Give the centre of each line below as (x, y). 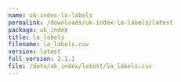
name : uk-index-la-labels (50, 15)
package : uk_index (38, 30)
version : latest (34, 52)
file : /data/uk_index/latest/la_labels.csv (80, 66)
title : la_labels (36, 37)
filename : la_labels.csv (49, 45)
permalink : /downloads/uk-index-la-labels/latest (91, 23)
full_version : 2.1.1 (42, 59)
